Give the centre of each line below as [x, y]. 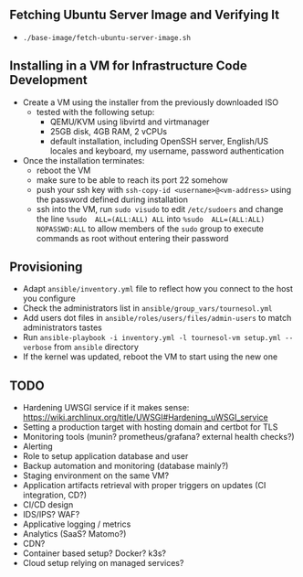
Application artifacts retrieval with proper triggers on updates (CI [144, 486]
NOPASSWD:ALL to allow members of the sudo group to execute [150, 229]
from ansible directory [96, 347]
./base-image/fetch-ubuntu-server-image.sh [107, 37]
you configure [49, 299]
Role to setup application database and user [105, 456]
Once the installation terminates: [84, 160]
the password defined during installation [112, 199]
